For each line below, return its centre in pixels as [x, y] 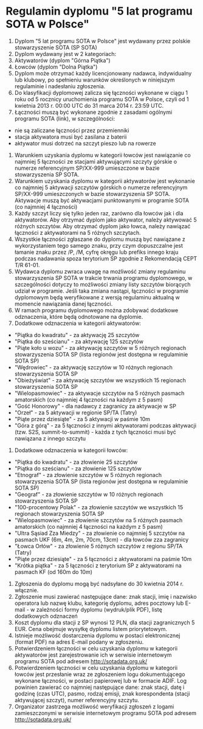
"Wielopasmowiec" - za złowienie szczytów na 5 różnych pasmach [98, 520]
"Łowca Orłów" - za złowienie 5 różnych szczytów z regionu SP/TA [98, 546]
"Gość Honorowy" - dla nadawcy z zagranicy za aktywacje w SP [95, 406]
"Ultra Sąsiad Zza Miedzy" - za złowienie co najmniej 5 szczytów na [100, 533]
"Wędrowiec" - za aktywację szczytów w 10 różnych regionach [93, 367]
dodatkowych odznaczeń [46, 616]
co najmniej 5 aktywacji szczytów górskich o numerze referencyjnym [101, 187]
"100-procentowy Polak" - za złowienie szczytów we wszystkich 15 [99, 507]
